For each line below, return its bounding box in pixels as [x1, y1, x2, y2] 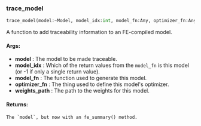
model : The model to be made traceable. [14, 56, 118, 63]
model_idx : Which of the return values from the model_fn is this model [14, 62, 190, 69]
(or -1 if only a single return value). [14, 68, 100, 75]
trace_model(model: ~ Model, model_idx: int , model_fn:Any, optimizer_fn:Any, [6, 18, 199, 24]
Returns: [6, 100, 29, 108]
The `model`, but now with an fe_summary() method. [6, 114, 138, 120]
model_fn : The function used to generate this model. [14, 75, 147, 82]
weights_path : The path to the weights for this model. [14, 87, 150, 94]
